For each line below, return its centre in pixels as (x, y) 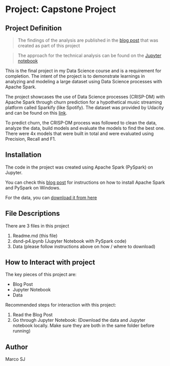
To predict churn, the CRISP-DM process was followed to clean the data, (81, 123)
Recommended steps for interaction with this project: (61, 305)
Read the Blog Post (32, 315)
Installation (23, 155)
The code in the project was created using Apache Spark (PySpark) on (79, 167)
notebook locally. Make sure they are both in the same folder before (83, 325)
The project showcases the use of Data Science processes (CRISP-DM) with (85, 97)
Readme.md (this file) (35, 236)
